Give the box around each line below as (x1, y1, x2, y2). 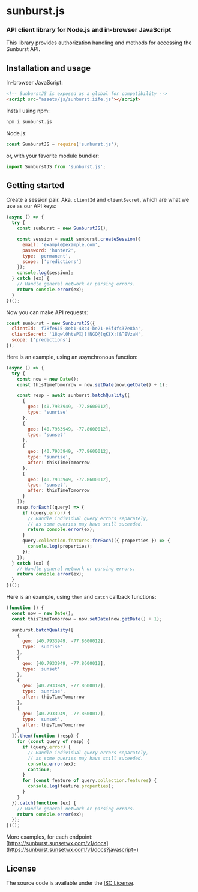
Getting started (6, 180, 65, 190)
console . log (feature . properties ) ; (28, 783, 114, 789)
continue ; (28, 766, 52, 772)
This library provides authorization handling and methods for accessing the (6, 39, 192, 46)
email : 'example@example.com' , (22, 241, 101, 247)
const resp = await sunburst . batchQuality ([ (17, 392, 130, 399)
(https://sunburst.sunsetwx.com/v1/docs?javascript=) (6, 846, 139, 854)
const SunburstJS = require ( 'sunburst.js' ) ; (6, 141, 119, 147)
